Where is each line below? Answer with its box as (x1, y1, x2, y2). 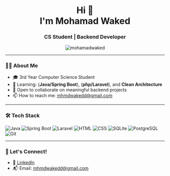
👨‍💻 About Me (5, 62, 38, 69)
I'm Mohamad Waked (39, 15, 131, 27)
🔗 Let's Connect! (5, 148, 47, 155)
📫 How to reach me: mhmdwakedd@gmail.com (12, 92, 113, 98)
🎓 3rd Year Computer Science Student (12, 74, 95, 80)
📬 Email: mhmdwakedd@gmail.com (12, 165, 89, 171)
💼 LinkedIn (12, 159, 35, 166)
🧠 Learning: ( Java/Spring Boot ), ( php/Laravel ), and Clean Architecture (12, 81, 162, 87)
